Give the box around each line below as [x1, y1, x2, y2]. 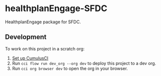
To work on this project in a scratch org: [5, 46, 85, 51]
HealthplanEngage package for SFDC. [5, 19, 81, 25]
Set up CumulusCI [12, 55, 48, 61]
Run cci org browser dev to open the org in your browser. [12, 65, 128, 71]
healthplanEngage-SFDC [5, 3, 108, 14]
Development [5, 33, 47, 41]
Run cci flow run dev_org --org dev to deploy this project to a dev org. [12, 60, 156, 66]
